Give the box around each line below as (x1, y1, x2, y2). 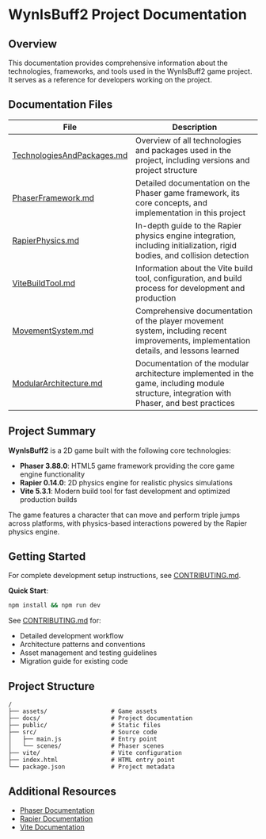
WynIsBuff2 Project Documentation (8, 6, 247, 24)
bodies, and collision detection (135, 250, 249, 261)
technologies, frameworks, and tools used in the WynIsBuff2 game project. (8, 67, 253, 76)
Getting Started (8, 550, 86, 564)
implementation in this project (135, 207, 246, 218)
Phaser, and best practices (135, 397, 235, 408)
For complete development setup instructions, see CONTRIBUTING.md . (8, 571, 241, 580)
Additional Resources (8, 784, 116, 798)
